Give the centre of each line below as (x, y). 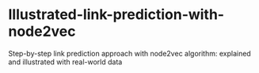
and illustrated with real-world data (65, 62)
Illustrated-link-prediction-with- (116, 15)
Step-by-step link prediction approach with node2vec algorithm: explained (129, 53)
